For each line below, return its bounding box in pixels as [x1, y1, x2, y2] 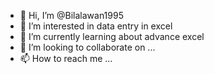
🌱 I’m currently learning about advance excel [19, 31, 205, 42]
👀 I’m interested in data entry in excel [19, 20, 173, 32]
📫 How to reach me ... [19, 53, 113, 64]
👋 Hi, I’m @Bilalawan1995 [19, 10, 124, 21]
